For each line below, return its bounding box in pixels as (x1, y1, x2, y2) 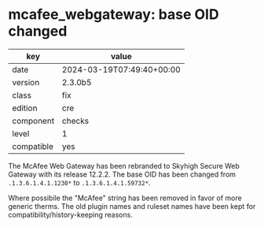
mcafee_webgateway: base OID (8, 6, 219, 24)
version (12, 76, 40, 87)
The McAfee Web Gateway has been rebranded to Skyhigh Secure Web (8, 161, 240, 170)
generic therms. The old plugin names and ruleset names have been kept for (8, 201, 256, 210)
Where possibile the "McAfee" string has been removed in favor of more (8, 193, 242, 203)
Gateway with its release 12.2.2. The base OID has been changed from (8, 169, 236, 179)
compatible (12, 140, 53, 151)
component (12, 115, 55, 126)
